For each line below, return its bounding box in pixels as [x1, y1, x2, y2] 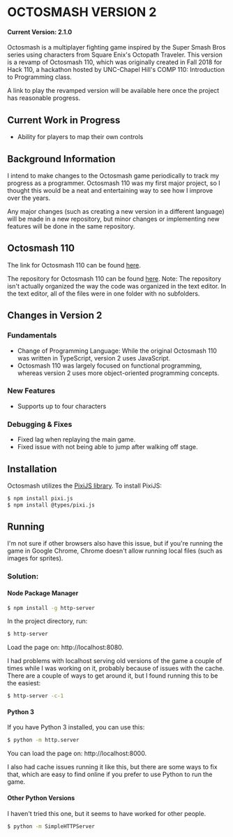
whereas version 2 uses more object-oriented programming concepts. [17, 368, 220, 377]
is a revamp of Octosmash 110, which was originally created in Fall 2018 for [7, 58, 223, 66]
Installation [7, 463, 57, 475]
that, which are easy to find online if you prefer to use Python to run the [7, 770, 213, 779]
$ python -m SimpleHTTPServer [7, 822, 96, 830]
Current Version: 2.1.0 [7, 27, 73, 36]
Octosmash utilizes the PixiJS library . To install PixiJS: [7, 481, 163, 490]
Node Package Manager [7, 589, 79, 597]
